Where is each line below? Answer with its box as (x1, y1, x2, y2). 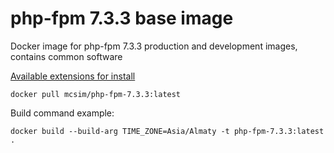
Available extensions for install (10, 70, 136, 82)
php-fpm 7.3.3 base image (10, 7, 234, 30)
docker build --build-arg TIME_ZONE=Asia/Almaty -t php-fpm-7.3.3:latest (10, 126, 325, 136)
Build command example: (10, 107, 115, 119)
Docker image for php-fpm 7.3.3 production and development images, (10, 40, 298, 52)
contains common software (10, 50, 123, 62)
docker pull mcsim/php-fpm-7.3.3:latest (10, 89, 182, 99)
